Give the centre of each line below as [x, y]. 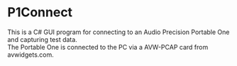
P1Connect [40, 12]
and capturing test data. [43, 39]
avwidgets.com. [31, 55]
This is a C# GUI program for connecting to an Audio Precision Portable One [118, 32]
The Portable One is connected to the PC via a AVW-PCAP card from [108, 47]
